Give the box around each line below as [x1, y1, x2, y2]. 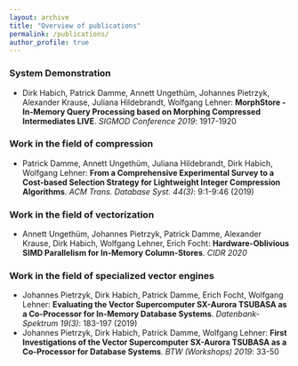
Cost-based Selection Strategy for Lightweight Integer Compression [21, 177, 281, 187]
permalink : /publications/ [9, 29, 109, 38]
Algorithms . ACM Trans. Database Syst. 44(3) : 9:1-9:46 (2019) [21, 186, 255, 196]
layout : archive [9, 12, 69, 22]
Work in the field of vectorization [9, 208, 155, 220]
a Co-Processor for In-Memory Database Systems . [21, 308, 214, 320]
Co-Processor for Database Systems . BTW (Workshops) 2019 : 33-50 [21, 346, 280, 357]
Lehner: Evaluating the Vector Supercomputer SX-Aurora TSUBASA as [21, 299, 287, 310]
